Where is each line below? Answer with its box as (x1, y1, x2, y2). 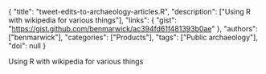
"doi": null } (8, 41, 47, 51)
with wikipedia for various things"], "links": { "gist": (8, 15, 177, 25)
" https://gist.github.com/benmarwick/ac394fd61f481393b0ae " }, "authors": (8, 24, 258, 33)
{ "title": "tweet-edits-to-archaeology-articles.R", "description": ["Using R (8, 7, 252, 16)
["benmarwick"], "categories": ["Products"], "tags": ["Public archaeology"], (8, 32, 259, 42)
